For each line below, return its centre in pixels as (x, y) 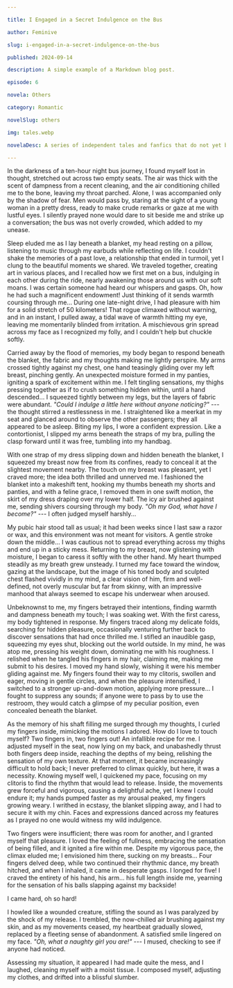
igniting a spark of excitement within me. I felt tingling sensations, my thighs (115, 382)
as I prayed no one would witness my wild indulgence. (85, 820)
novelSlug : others (34, 120)
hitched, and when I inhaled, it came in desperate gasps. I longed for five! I (114, 871)
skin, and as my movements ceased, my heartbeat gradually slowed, (105, 927)
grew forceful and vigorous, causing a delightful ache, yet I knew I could (110, 791)
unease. (19, 230)
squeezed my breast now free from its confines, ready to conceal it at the (112, 462)
